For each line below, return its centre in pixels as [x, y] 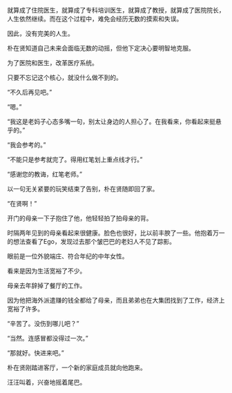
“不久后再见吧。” [30, 92]
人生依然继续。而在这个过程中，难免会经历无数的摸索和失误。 [95, 19]
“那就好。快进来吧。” [36, 353]
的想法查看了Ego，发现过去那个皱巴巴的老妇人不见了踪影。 [91, 241]
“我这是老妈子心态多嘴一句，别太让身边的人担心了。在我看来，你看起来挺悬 [115, 122]
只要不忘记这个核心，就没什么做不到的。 [65, 77]
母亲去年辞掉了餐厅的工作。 [47, 286]
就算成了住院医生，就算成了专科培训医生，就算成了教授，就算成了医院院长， [116, 10]
